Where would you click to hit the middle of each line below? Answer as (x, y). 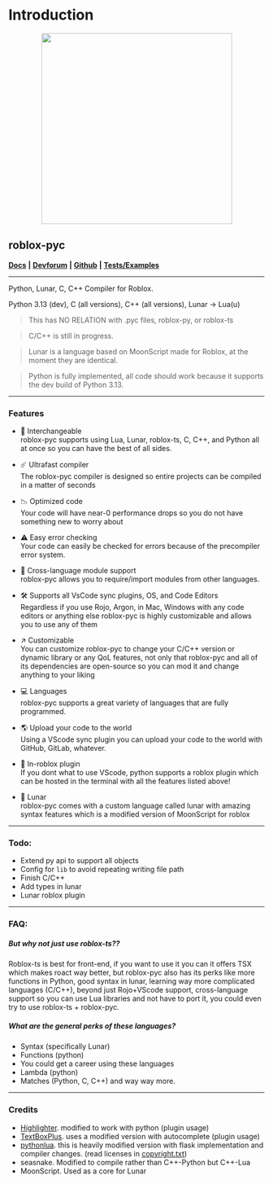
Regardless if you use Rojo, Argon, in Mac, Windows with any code (132, 607)
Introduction (51, 15)
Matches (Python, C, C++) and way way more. (98, 1081)
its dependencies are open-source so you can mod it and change (130, 666)
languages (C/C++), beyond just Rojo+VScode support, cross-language (128, 990)
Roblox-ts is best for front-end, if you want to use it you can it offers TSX (130, 964)
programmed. (43, 712)
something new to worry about (71, 522)
